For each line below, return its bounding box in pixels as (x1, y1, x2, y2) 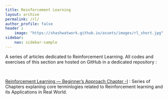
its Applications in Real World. (5, 88, 67, 95)
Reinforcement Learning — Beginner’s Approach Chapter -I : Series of (5, 78, 150, 84)
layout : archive (5, 12, 39, 17)
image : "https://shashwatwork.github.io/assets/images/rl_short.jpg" (14, 30, 164, 35)
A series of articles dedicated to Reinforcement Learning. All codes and (5, 53, 154, 59)
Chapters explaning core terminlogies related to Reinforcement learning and (5, 83, 163, 89)
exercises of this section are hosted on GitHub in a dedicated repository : (5, 58, 157, 65)
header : (5, 26, 24, 31)
